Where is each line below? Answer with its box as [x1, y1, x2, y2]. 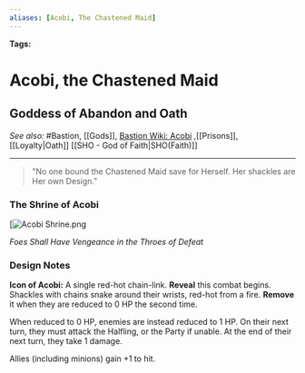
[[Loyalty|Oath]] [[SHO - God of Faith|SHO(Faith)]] [9, 140, 198, 151]
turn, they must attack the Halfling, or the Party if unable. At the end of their [9, 326, 292, 337]
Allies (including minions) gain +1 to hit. [9, 353, 156, 364]
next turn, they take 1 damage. [9, 336, 123, 347]
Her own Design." [31, 175, 98, 186]
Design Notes [9, 259, 71, 271]
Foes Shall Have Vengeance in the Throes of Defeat [9, 236, 204, 247]
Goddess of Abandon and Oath [9, 106, 188, 122]
